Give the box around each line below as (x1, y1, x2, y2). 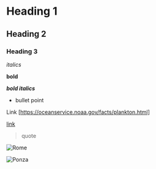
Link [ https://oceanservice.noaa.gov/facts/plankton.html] (6, 108, 150, 116)
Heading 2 (6, 29, 47, 39)
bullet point (15, 96, 44, 103)
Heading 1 (6, 4, 58, 18)
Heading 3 (6, 47, 38, 56)
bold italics (6, 85, 35, 92)
